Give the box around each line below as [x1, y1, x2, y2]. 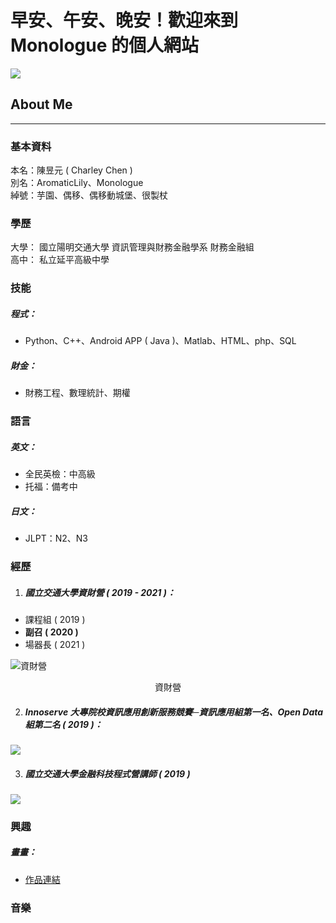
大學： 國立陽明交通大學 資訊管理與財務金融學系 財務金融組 [10, 241, 255, 253]
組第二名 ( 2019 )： [24, 718, 103, 730]
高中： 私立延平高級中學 [10, 254, 110, 266]
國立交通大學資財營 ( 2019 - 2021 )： [24, 586, 176, 598]
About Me [10, 96, 73, 113]
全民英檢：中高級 [24, 468, 96, 480]
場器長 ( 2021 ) [24, 638, 86, 650]
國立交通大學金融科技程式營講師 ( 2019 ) [24, 767, 191, 780]
